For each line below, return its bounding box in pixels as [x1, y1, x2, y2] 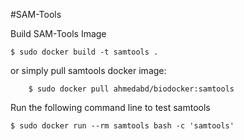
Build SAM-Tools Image [10, 28, 107, 39]
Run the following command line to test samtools [10, 102, 211, 113]
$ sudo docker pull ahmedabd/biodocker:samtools [28, 84, 235, 94]
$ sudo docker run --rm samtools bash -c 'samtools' [10, 121, 235, 131]
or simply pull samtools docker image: [10, 65, 167, 76]
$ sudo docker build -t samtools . [10, 47, 159, 57]
